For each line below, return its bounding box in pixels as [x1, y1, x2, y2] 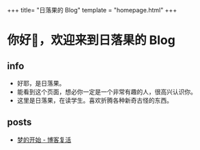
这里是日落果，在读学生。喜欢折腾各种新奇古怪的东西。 [16, 97, 173, 104]
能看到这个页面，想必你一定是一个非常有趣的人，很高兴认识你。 [16, 88, 197, 96]
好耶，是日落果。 [16, 79, 66, 87]
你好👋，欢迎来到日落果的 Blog [7, 33, 175, 48]
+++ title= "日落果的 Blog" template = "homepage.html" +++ [7, 6, 177, 14]
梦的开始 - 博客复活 [16, 136, 72, 144]
